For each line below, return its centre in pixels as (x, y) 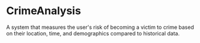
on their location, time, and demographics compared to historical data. (93, 33)
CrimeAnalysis (44, 11)
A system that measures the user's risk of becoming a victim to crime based (100, 27)
